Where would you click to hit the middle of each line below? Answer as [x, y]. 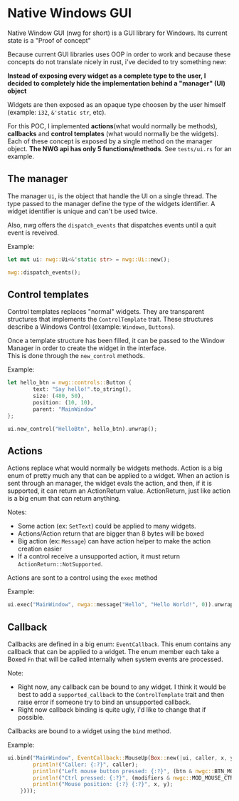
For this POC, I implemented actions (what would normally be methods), [112, 126]
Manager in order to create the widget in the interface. [87, 348]
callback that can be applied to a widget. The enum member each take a [113, 651]
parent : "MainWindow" [65, 409]
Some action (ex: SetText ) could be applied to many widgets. [107, 526]
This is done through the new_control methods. [76, 356]
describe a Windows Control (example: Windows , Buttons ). [91, 327]
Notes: [17, 512]
